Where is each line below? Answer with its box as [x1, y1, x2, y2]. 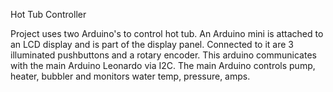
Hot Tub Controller [10, 9, 87, 20]
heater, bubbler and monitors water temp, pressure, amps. [10, 70, 251, 82]
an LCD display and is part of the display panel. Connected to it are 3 [10, 39, 294, 50]
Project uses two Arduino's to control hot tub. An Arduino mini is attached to [10, 28, 324, 39]
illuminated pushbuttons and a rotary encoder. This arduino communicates [10, 49, 317, 61]
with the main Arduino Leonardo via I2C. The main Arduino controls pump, [10, 60, 316, 71]
